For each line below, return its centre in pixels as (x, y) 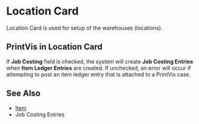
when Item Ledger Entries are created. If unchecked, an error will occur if (99, 68)
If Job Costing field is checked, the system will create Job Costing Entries (100, 61)
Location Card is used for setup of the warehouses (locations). (84, 28)
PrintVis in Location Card (55, 47)
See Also (23, 93)
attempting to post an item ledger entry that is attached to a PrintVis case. (99, 74)
